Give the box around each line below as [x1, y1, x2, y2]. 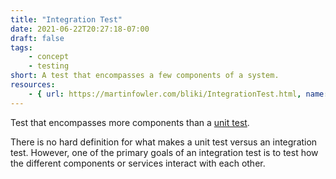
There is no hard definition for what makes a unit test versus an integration [10, 136, 318, 148]
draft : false [10, 33, 65, 43]
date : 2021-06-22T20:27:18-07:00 [10, 24, 150, 34]
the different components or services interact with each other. [10, 157, 266, 169]
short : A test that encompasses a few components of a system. [10, 71, 280, 81]
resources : [10, 80, 56, 90]
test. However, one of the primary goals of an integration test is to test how [10, 146, 319, 158]
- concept [28, 52, 70, 62]
